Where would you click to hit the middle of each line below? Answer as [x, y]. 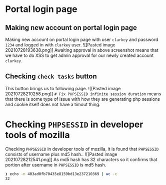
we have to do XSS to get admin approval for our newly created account [79, 55]
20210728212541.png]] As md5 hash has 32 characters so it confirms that [81, 159]
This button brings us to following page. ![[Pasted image [63, 88]
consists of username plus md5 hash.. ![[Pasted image [61, 154]
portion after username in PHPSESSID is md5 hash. [56, 165]
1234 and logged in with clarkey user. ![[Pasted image [60, 45]
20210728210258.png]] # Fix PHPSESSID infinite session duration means [83, 94]
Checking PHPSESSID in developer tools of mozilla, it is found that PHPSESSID [82, 149]
